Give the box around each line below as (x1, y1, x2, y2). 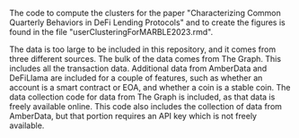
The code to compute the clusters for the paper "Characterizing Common (9, 8, 281, 18)
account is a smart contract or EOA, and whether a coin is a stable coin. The (9, 82, 291, 92)
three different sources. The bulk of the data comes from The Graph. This (9, 54, 281, 64)
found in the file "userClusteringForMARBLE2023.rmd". (9, 27, 214, 37)
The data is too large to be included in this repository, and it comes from (9, 44, 277, 55)
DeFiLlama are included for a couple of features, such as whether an (9, 73, 263, 83)
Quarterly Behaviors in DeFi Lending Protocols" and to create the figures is (9, 17, 286, 28)
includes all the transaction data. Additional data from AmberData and (9, 63, 268, 73)
